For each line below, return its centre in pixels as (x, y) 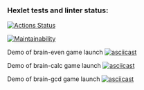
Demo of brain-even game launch (55, 52)
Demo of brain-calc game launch (54, 66)
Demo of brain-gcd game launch (54, 79)
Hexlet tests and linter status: (58, 10)
